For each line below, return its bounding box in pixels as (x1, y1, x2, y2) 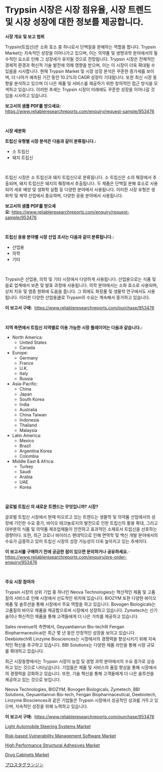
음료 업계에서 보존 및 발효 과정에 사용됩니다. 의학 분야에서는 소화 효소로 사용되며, (5, 282, 158, 288)
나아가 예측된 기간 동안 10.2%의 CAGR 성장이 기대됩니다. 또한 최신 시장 (16, 74, 152, 80)
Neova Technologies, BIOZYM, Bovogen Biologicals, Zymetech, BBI (5, 686, 140, 692)
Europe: (12, 350, 28, 356)
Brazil (19, 443, 31, 449)
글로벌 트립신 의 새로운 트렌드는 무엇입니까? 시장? (5, 503, 99, 509)
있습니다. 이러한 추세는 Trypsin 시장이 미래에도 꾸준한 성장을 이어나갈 (18, 86, 150, 92)
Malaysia (19, 427, 37, 433)
